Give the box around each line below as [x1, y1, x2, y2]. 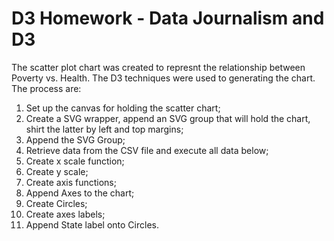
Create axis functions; [25, 176, 117, 188]
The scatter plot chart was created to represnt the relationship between [11, 61, 306, 73]
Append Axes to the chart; [25, 187, 135, 199]
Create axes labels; [25, 208, 106, 220]
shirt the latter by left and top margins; [25, 123, 184, 135]
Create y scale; [25, 165, 89, 177]
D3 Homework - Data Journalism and [11, 7, 325, 30]
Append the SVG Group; [25, 133, 126, 146]
